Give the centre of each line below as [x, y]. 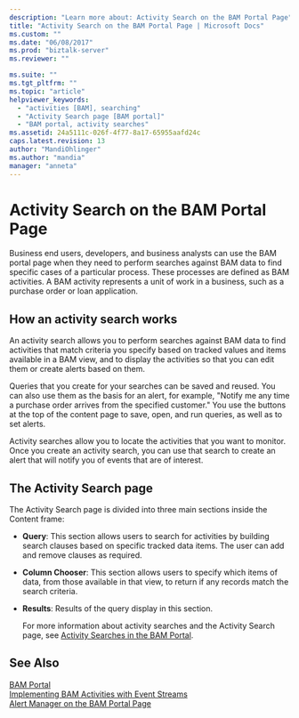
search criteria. [50, 592]
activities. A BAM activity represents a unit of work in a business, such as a [147, 282]
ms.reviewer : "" [39, 59]
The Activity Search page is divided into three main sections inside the [138, 510]
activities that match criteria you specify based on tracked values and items [148, 350]
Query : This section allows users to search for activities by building [145, 536]
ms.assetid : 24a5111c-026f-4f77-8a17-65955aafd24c [105, 133]
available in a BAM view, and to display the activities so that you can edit [142, 359]
